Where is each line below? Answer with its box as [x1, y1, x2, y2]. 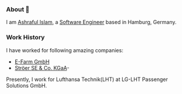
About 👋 [6, 5, 30, 14]
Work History [6, 33, 45, 42]
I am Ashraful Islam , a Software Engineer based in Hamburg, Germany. [6, 19, 177, 26]
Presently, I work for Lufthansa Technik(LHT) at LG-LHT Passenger [6, 76, 168, 83]
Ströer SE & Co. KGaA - [14, 64, 69, 71]
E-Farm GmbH [14, 58, 50, 65]
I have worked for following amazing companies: [6, 46, 123, 53]
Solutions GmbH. [6, 82, 47, 89]
